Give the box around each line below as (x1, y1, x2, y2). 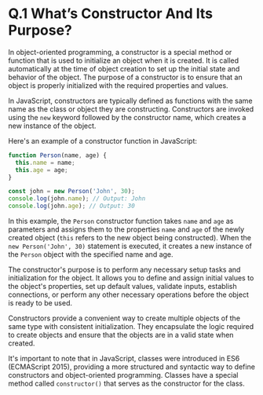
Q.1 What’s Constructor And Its (8, 5, 214, 23)
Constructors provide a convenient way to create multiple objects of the (8, 313, 241, 323)
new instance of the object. (8, 121, 97, 130)
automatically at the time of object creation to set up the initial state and (8, 64, 240, 73)
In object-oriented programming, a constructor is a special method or (8, 47, 232, 57)
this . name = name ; (15, 159, 76, 166)
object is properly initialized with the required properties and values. (8, 80, 229, 90)
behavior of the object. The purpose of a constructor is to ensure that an (8, 72, 243, 82)
